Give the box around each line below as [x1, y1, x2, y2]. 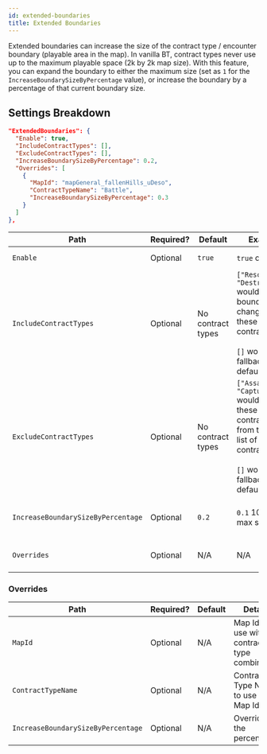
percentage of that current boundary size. [8, 83, 145, 92]
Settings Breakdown [8, 106, 111, 119]
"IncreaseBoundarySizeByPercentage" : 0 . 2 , [15, 157, 158, 165]
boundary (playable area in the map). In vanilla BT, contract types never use [8, 49, 257, 59]
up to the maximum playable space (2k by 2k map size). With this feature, [8, 57, 249, 68]
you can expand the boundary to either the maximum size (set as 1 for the [8, 66, 250, 76]
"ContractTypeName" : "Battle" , [29, 186, 133, 195]
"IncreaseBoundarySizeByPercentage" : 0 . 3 [29, 194, 169, 202]
